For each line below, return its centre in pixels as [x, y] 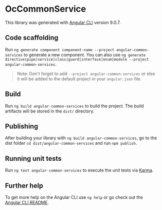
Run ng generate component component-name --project [60, 49]
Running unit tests [33, 159]
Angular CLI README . [27, 202]
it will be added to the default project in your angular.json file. [79, 78]
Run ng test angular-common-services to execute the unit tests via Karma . [79, 170]
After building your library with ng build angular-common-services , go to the [81, 138]
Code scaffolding [32, 38]
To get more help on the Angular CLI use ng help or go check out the [74, 197]
